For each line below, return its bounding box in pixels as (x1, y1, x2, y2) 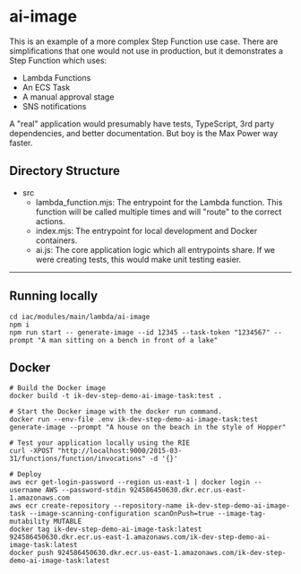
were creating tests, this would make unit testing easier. (35, 254, 242, 265)
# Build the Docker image (9, 384, 106, 393)
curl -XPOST (9, 447, 54, 456)
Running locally (9, 289, 99, 304)
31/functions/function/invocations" (9, 455, 146, 464)
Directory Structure (9, 163, 121, 178)
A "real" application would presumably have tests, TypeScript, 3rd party (9, 118, 275, 129)
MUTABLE (53, 517, 82, 526)
